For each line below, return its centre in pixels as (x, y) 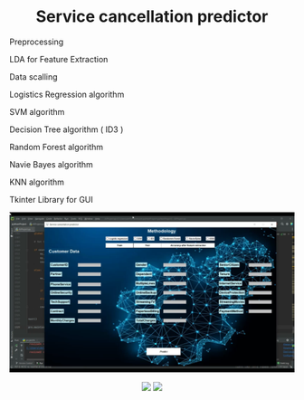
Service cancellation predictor (152, 17)
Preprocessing (37, 42)
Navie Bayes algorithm (51, 164)
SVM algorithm (37, 111)
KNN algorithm (37, 182)
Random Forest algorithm (57, 147)
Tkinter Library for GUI (51, 199)
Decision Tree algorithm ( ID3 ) (66, 129)
